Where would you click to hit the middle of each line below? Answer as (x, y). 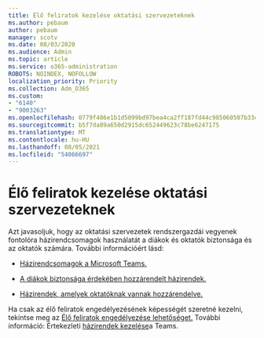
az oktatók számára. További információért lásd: (86, 248)
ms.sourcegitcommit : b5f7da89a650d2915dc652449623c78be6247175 (114, 125)
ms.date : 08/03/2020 (42, 45)
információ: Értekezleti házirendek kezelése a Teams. (93, 326)
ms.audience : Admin (40, 52)
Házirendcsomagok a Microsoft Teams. (83, 263)
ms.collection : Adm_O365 (49, 88)
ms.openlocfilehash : (42, 118)
